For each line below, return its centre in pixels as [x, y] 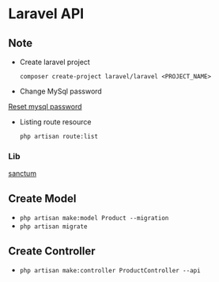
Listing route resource [55, 122]
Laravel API [46, 14]
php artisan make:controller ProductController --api [110, 270]
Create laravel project [55, 62]
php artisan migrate [53, 227]
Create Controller [52, 251]
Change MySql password [61, 91]
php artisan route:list [59, 136]
